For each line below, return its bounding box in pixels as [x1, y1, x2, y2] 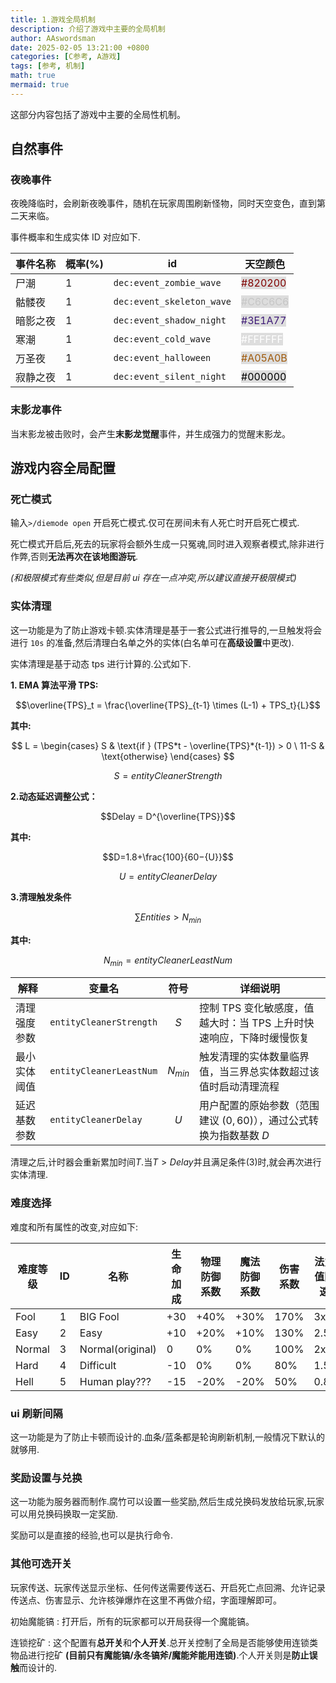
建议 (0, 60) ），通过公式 [199, 1114, 309, 1128]
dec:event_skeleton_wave [113, 296, 232, 308]
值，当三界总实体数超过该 [199, 1065, 320, 1079]
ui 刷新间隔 [10, 1406, 63, 1420]
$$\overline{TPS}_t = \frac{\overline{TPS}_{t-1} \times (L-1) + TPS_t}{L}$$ [15, 699, 321, 711]
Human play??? [79, 1374, 152, 1388]
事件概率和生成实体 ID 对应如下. [10, 231, 141, 243]
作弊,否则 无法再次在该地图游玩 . [10, 551, 139, 563]
